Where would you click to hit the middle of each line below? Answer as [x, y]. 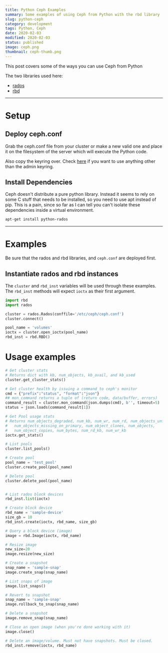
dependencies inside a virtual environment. [49, 210]
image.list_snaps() [25, 586]
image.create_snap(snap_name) [37, 572]
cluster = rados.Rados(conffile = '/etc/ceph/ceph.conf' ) [64, 314]
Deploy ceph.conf [34, 134]
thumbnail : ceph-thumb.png [33, 52]
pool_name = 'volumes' [29, 328]
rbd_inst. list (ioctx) [28, 499]
